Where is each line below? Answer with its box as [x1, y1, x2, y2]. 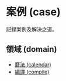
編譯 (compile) [14, 68, 50, 75]
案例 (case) [6, 5, 61, 19]
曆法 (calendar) [14, 61, 51, 68]
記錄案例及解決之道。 [6, 26, 57, 33]
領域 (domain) [6, 44, 57, 54]
